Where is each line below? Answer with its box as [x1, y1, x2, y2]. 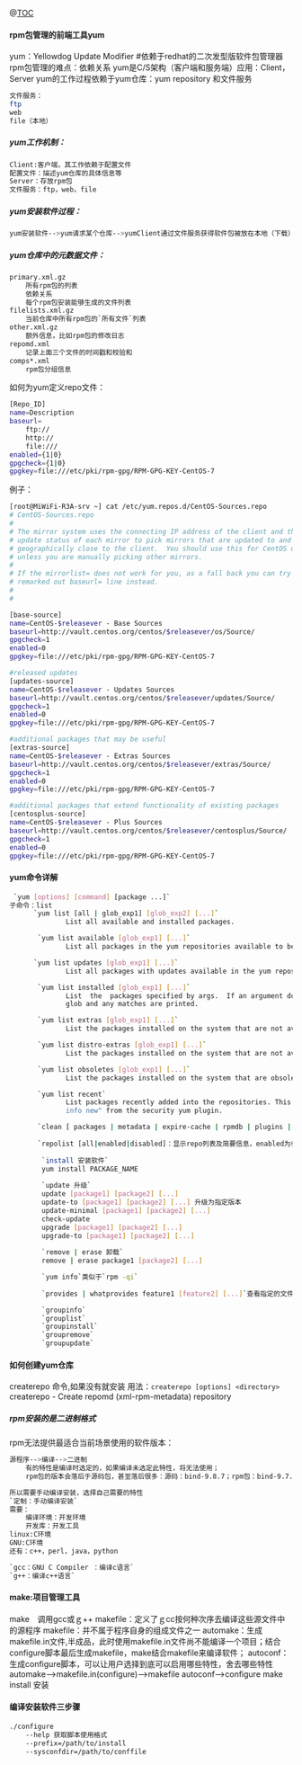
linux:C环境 [9, 1530, 51, 1539]
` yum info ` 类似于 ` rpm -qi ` [41, 1272, 139, 1282]
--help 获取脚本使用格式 [25, 1730, 108, 1739]
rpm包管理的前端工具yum [9, 29, 105, 40]
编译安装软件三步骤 [9, 1701, 81, 1712]
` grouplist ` [41, 1314, 87, 1323]
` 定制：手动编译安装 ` [9, 1496, 78, 1505]
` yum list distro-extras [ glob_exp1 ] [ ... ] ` [37, 1040, 207, 1050]
